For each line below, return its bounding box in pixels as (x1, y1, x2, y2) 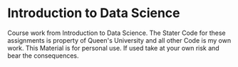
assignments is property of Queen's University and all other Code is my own (7, 36, 232, 44)
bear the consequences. (7, 51, 79, 60)
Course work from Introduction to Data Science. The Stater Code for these (7, 29, 226, 37)
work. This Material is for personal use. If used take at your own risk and (7, 43, 219, 52)
